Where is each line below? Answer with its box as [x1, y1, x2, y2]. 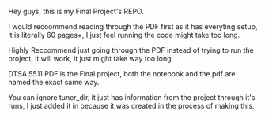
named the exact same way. [8, 78, 100, 87]
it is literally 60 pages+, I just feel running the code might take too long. [8, 31, 240, 39]
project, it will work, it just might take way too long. [8, 54, 174, 63]
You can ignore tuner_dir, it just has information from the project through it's [8, 93, 256, 101]
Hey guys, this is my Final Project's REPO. [8, 7, 144, 16]
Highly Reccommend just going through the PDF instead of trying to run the [8, 46, 255, 54]
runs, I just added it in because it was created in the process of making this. [8, 101, 255, 110]
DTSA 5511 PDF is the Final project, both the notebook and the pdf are [8, 69, 236, 78]
